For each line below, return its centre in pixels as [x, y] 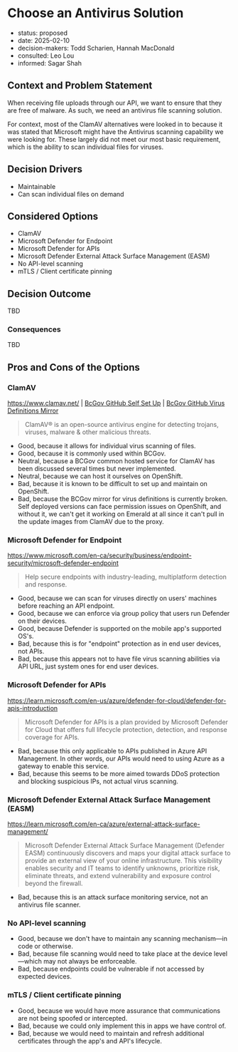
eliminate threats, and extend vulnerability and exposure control [118, 876]
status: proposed [43, 33]
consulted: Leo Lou [46, 56]
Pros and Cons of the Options [74, 367]
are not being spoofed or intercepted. [72, 1018]
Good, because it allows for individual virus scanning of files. [107, 446]
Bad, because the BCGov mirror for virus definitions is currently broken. [123, 499]
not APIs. [31, 651]
